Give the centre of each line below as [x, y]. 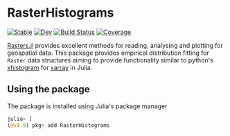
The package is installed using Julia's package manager [87, 106]
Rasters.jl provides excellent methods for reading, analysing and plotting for [115, 45]
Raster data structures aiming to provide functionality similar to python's [110, 60]
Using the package [48, 89]
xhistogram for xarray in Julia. [50, 67]
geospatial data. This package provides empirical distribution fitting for [108, 53]
